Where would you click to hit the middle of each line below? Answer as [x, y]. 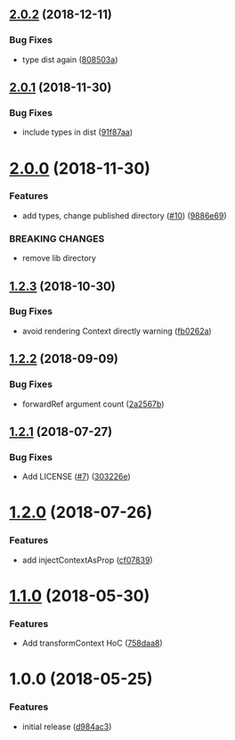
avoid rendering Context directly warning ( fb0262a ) [117, 331]
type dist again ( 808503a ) [70, 59]
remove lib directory [59, 259]
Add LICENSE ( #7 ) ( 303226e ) [76, 477]
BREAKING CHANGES [57, 238]
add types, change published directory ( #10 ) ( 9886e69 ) [124, 215]
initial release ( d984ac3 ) [67, 727]
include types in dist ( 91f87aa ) [77, 132]
